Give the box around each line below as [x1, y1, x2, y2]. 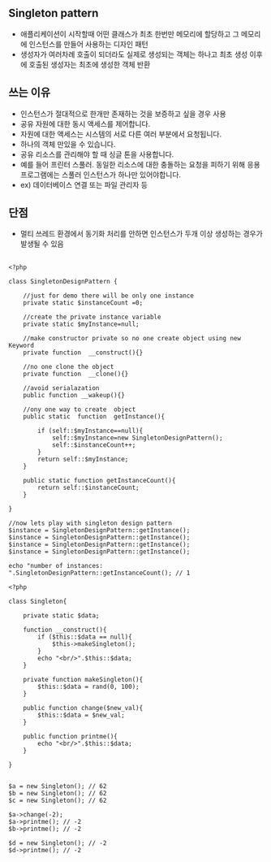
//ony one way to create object [23, 405, 136, 414]
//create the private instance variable [23, 313, 161, 321]
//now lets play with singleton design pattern [8, 519, 173, 527]
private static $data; [23, 611, 100, 620]
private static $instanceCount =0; [23, 298, 144, 307]
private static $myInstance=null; [23, 320, 140, 328]
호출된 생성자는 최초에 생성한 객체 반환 [28, 59, 151, 69]
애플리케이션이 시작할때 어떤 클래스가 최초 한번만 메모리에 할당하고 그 [19, 28, 239, 39]
